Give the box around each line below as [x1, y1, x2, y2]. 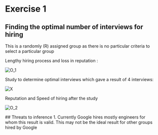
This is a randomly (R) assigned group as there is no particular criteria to [5, 43, 150, 49]
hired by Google [5, 125, 37, 130]
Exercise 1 [5, 3, 47, 15]
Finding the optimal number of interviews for [5, 23, 143, 31]
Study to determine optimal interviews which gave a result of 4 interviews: [5, 77, 154, 82]
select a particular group [5, 49, 54, 54]
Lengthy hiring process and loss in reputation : [5, 58, 98, 64]
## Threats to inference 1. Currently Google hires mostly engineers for [5, 114, 146, 120]
